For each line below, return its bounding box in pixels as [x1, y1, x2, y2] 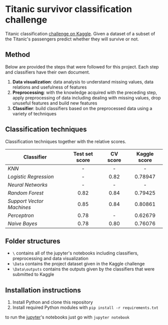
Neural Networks [7, 181, 48, 188]
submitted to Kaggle [12, 271, 54, 277]
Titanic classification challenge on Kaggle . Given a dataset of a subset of [5, 30, 155, 36]
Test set [73, 150, 93, 157]
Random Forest [7, 189, 44, 196]
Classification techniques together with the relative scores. [5, 138, 126, 144]
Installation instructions [5, 286, 81, 294]
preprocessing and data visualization [12, 255, 89, 261]
